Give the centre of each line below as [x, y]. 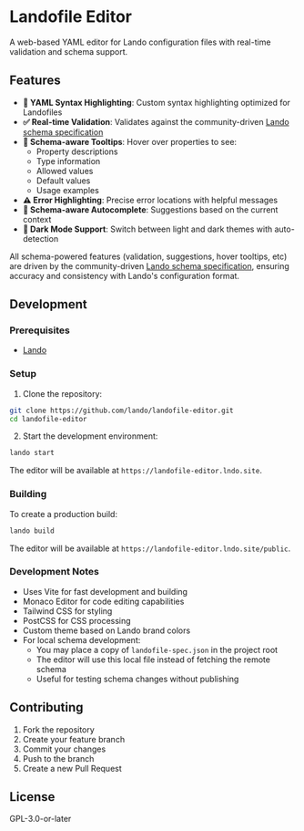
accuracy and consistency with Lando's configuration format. [124, 275]
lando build [32, 531]
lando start [32, 453]
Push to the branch [58, 758]
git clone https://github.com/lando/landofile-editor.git [122, 410]
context [37, 219]
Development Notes [55, 572]
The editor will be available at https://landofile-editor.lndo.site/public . [150, 548]
